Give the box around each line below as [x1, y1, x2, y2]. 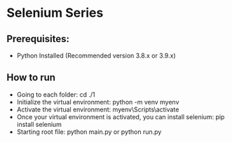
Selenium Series [6, 5, 104, 21]
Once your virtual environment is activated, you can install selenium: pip [16, 112, 225, 121]
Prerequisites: [6, 33, 69, 45]
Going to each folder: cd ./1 [16, 90, 95, 99]
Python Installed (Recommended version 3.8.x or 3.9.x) [16, 51, 176, 60]
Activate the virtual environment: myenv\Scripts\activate [16, 105, 179, 114]
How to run [6, 71, 56, 83]
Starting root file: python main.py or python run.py [16, 128, 162, 136]
